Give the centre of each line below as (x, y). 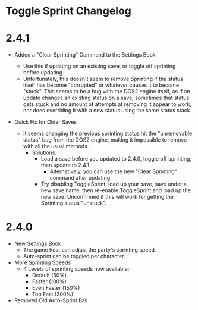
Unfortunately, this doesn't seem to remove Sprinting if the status (103, 79)
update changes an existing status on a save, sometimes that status (106, 98)
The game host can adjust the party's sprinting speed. (89, 250)
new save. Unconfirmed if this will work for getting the (107, 197)
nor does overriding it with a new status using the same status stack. (107, 111)
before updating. (43, 73)
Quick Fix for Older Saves (45, 122)
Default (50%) (49, 275)
